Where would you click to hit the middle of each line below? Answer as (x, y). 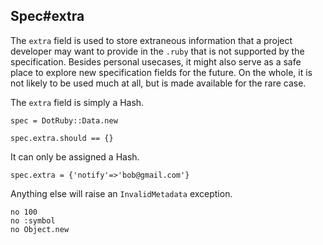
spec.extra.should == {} (62, 138)
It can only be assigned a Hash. (75, 156)
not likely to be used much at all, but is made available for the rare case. (158, 83)
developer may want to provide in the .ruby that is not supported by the (157, 51)
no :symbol (33, 220)
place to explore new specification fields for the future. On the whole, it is (161, 72)
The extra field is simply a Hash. (77, 102)
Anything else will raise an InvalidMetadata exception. (121, 193)
